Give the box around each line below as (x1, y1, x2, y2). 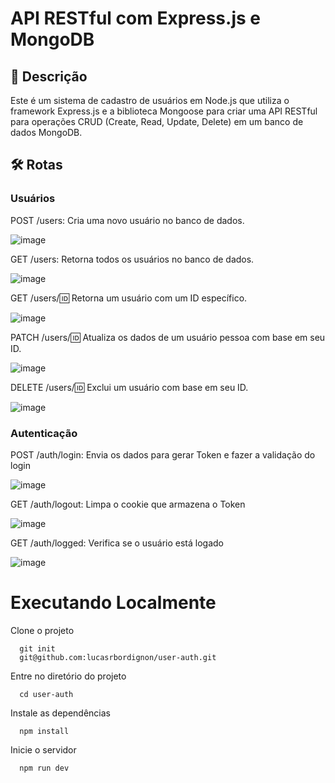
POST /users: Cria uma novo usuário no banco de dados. (10, 214, 245, 226)
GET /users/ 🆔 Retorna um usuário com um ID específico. (10, 292, 248, 304)
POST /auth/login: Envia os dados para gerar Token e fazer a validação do (10, 448, 316, 461)
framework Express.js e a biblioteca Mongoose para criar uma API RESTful (10, 105, 318, 117)
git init (19, 643, 56, 654)
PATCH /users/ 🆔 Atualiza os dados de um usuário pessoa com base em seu (10, 331, 326, 343)
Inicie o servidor (10, 743, 77, 756)
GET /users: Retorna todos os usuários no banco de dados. (10, 253, 255, 265)
